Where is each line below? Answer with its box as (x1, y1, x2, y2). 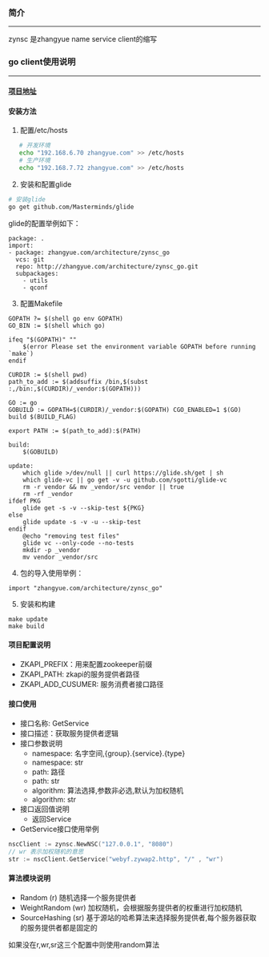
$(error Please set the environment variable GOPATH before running (22, 342, 256, 350)
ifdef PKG (8, 497, 42, 505)
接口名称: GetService (19, 719, 90, 729)
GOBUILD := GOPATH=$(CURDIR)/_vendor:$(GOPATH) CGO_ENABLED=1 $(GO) (8, 406, 242, 414)
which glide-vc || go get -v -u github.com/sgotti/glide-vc (22, 475, 227, 484)
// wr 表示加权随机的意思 (8, 847, 84, 855)
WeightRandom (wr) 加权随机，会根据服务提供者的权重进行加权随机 (19, 902, 243, 912)
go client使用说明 (8, 56, 76, 67)
